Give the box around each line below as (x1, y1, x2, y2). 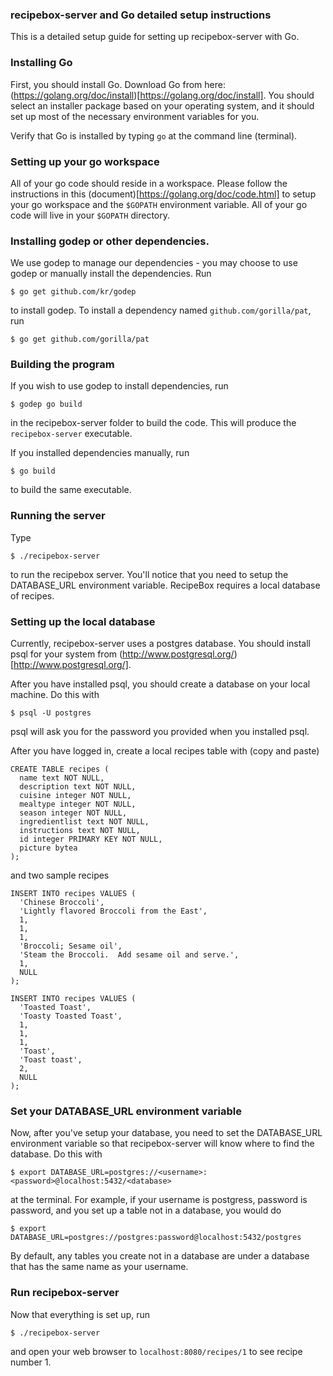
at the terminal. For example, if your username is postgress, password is (10, 1194, 308, 1206)
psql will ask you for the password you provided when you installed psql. (10, 726, 310, 738)
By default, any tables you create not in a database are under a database (10, 1250, 310, 1262)
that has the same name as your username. (10, 1261, 189, 1273)
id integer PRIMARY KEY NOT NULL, (19, 834, 163, 845)
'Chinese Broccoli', (19, 898, 105, 908)
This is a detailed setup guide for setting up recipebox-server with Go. (10, 31, 300, 43)
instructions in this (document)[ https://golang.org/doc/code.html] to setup (10, 188, 317, 200)
